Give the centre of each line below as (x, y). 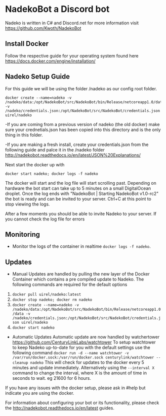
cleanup (20, 363)
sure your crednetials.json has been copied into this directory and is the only (83, 130)
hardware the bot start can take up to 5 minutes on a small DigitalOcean (78, 188)
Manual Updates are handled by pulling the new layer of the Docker (81, 274)
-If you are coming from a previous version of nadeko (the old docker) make (83, 124)
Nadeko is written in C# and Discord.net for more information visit (72, 23)
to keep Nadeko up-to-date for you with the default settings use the (81, 347)
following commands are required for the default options (70, 284)
